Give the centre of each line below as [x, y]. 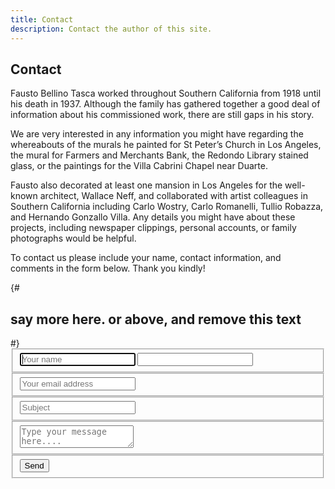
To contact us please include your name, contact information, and [146, 258]
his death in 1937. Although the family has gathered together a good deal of [165, 104]
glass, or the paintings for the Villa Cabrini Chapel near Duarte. [139, 166]
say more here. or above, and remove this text [156, 319]
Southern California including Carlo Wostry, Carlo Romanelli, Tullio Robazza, [167, 207]
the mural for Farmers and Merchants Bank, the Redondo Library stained [159, 155]
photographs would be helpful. [73, 238]
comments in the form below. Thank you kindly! [108, 268]
